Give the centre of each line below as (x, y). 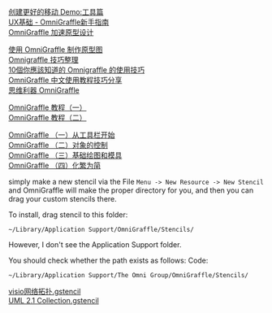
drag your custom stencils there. (63, 199)
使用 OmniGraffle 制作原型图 (56, 50)
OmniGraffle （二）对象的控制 (58, 145)
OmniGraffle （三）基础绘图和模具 (65, 155)
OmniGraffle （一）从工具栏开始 (62, 135)
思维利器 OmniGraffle (44, 90)
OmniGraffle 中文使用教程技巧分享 (65, 80)
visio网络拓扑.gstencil (45, 291)
